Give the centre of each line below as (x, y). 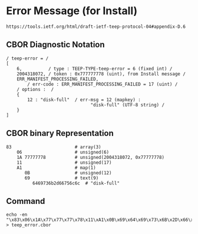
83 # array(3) (54, 147)
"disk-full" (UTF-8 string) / (128, 105)
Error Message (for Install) (72, 11)
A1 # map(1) (56, 168)
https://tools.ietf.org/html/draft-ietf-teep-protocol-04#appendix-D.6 (96, 27)
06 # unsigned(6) (63, 152)
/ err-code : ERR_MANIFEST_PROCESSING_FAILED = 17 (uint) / (103, 84)
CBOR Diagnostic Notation (55, 45)
